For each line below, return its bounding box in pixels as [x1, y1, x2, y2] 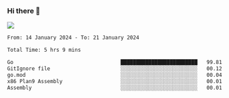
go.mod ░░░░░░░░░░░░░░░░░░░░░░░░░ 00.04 [7, 71, 223, 78]
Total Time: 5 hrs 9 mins [7, 47, 81, 54]
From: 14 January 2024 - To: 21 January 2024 [7, 34, 139, 42]
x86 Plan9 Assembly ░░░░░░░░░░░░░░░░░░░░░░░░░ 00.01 [7, 78, 223, 84]
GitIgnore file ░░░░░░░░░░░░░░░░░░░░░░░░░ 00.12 [7, 65, 223, 72]
